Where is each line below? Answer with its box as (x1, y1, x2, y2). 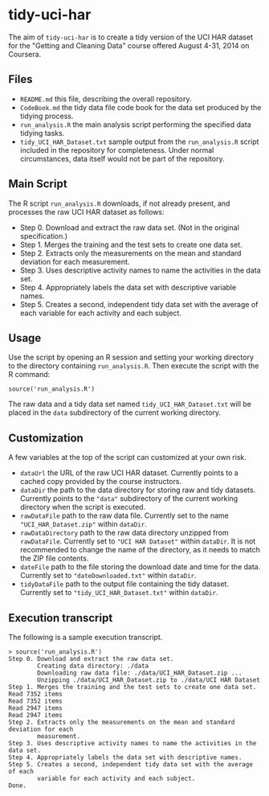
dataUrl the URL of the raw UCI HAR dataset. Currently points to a (19, 468, 238, 478)
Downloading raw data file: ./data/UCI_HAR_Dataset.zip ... (37, 669, 243, 677)
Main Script (8, 177, 67, 191)
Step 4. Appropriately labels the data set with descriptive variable (19, 282, 237, 292)
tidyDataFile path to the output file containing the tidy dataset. (19, 579, 229, 589)
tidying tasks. (19, 128, 65, 137)
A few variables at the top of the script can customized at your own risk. (8, 453, 247, 462)
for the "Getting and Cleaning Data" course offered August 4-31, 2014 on (8, 40, 250, 50)
